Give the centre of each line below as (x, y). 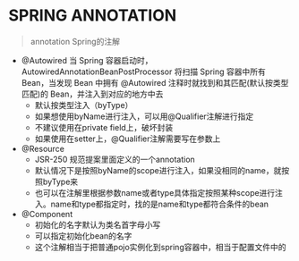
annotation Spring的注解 (75, 41)
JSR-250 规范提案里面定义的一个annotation (115, 159)
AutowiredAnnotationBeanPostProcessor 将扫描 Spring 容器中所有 (143, 72)
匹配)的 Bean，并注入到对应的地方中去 (92, 94)
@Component (47, 214)
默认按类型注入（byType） (84, 105)
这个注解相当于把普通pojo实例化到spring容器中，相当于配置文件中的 (160, 247)
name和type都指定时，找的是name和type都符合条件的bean (160, 204)
